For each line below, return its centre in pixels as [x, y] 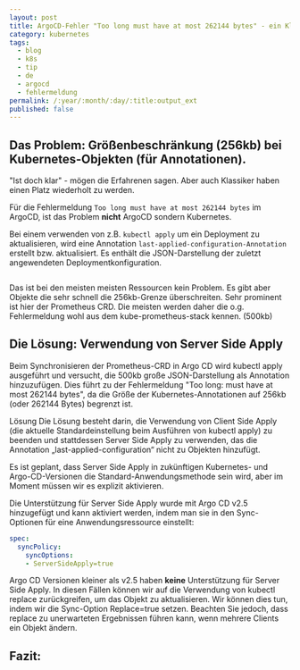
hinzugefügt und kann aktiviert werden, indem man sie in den [122, 512]
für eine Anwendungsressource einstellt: [120, 522]
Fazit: [25, 656]
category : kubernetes [50, 34]
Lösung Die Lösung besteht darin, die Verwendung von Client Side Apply [143, 421]
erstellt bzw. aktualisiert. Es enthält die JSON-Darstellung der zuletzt [135, 253]
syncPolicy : [40, 547]
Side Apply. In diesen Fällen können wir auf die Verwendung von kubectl [142, 590]
